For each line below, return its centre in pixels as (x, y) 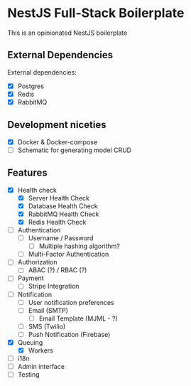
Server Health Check (59, 198)
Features (27, 173)
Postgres (31, 86)
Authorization (37, 262)
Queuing (30, 342)
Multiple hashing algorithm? (80, 246)
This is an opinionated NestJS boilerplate (67, 33)
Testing (29, 375)
